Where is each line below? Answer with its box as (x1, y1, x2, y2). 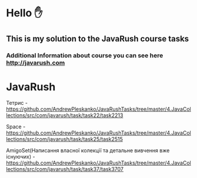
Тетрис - (6, 100, 28, 107)
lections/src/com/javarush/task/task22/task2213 (6, 112, 123, 119)
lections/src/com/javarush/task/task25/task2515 (6, 136, 123, 143)
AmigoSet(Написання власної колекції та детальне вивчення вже (6, 147, 170, 154)
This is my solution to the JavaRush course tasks (6, 33, 189, 43)
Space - (6, 123, 26, 131)
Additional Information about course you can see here (6, 51, 163, 59)
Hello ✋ (6, 6, 43, 20)
